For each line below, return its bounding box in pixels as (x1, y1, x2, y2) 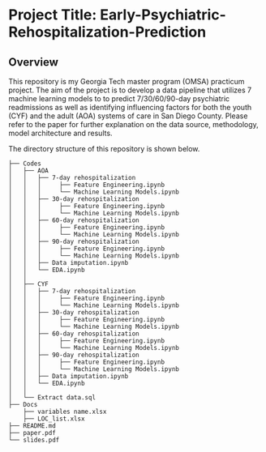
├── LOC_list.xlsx (23, 415, 85, 423)
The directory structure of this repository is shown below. (8, 144, 200, 153)
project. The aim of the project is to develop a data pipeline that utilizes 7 (8, 85, 252, 95)
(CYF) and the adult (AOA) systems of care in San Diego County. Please (8, 111, 248, 121)
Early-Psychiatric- (100, 6, 227, 24)
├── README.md (8, 422, 57, 430)
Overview (8, 55, 59, 69)
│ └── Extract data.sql (8, 394, 96, 402)
